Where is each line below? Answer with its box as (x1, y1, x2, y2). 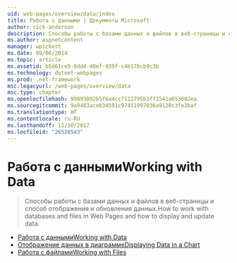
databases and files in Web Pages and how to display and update (24, 212, 215, 221)
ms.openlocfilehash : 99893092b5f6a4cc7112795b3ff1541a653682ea (7, 96, 197, 103)
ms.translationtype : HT (7, 109, 78, 116)
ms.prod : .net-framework (7, 75, 80, 83)
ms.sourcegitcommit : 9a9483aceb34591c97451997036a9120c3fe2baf (7, 102, 197, 109)
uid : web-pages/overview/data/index (7, 10, 115, 18)
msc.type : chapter (7, 89, 61, 96)
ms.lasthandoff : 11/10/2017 (7, 121, 90, 129)
